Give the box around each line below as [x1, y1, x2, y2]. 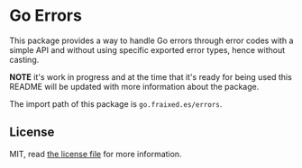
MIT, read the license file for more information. [9, 148, 182, 159]
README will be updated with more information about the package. [9, 81, 260, 92]
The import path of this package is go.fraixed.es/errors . [9, 98, 223, 109]
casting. [9, 54, 40, 65]
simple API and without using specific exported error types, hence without [9, 44, 286, 55]
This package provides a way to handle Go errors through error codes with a [9, 35, 294, 46]
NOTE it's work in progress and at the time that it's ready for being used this [9, 71, 293, 82]
